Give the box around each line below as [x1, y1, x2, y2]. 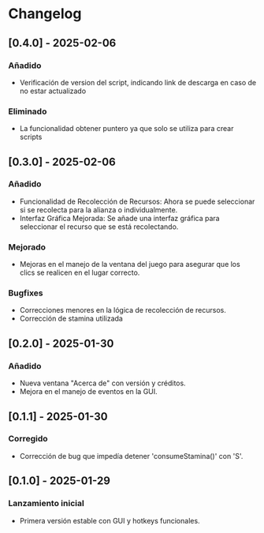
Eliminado [8, 106, 47, 117]
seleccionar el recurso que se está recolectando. [19, 222, 179, 231]
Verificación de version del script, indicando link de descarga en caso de [19, 77, 257, 87]
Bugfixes [8, 287, 43, 298]
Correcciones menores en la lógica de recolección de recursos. [19, 306, 226, 315]
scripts [19, 132, 43, 142]
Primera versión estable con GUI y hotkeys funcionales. [19, 516, 200, 525]
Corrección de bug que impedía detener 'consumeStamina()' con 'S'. [19, 451, 244, 460]
